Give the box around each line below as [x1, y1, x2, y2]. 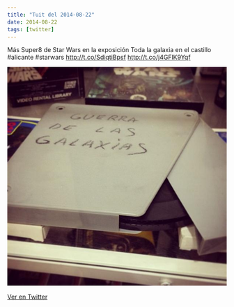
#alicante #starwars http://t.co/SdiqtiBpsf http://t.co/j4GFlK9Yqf [7, 53, 191, 62]
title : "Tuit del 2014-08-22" [7, 11, 95, 18]
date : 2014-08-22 [7, 18, 58, 26]
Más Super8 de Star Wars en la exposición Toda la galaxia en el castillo [7, 46, 212, 54]
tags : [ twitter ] [7, 26, 54, 33]
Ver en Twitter [7, 292, 48, 301]
